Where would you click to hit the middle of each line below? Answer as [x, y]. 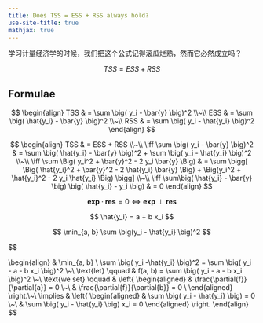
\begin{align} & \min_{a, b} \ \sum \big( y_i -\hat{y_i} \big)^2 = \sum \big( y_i [130, 262]
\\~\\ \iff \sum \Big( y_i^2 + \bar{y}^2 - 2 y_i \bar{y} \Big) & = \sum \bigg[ [132, 161]
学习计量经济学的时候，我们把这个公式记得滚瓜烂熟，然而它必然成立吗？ [125, 53]
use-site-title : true [44, 23]
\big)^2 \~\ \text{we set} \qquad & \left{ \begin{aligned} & [100, 279]
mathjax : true [31, 30]
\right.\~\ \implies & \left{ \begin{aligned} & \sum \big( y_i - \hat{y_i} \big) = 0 [132, 296]
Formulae [32, 94]
